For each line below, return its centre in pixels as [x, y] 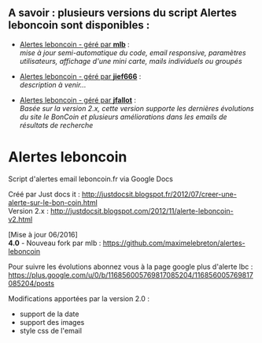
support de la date [49, 314]
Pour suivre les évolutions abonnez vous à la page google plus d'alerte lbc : [131, 267]
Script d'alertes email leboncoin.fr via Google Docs [91, 179]
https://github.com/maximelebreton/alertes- [174, 243]
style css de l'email [51, 330]
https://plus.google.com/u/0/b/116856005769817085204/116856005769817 [131, 274]
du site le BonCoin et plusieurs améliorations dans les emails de [123, 117]
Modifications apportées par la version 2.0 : [79, 298]
